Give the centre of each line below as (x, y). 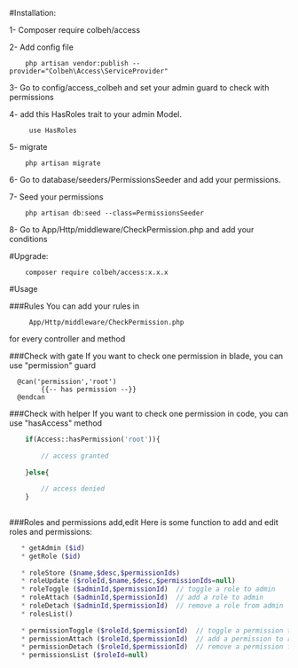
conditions (28, 239)
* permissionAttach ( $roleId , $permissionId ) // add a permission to (152, 639)
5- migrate (28, 147)
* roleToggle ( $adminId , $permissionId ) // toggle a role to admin (148, 589)
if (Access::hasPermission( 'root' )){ (93, 439)
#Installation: (33, 13)
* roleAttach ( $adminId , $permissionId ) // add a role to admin (142, 598)
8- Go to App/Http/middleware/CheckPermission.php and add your (132, 229)
